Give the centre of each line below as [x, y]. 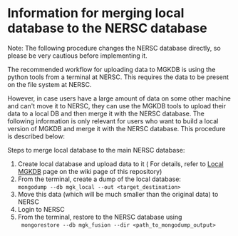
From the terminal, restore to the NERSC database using [100, 217]
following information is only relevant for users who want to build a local [113, 121]
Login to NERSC [41, 209]
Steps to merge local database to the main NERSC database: [96, 150]
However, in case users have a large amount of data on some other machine [119, 98]
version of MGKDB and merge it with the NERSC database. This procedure [117, 128]
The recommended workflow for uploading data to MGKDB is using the [112, 69]
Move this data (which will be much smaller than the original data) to [118, 194]
